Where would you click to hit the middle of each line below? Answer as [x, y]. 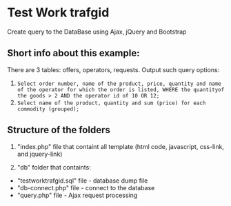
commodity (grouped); [48, 109]
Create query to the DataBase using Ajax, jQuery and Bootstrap [97, 32]
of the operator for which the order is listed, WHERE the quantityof [121, 90]
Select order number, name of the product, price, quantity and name [119, 84]
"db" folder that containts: [54, 167]
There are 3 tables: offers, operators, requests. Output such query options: [113, 69]
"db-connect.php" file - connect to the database [86, 187]
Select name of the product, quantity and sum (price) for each [111, 103]
